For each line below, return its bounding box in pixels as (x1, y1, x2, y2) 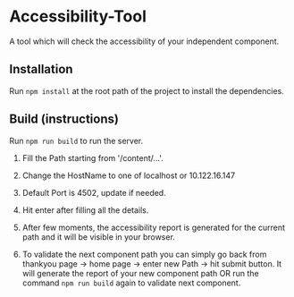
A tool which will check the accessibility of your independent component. (9, 36, 280, 47)
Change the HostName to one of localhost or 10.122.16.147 (21, 170, 236, 181)
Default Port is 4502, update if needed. (21, 187, 167, 198)
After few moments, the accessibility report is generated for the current (21, 222, 286, 233)
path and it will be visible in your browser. (21, 231, 176, 242)
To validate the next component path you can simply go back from (21, 249, 267, 259)
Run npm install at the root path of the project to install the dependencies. (9, 85, 284, 96)
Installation (9, 62, 73, 77)
